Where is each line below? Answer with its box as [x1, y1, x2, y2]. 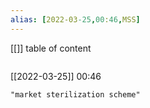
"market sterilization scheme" [10, 89, 141, 100]
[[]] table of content [10, 42, 92, 54]
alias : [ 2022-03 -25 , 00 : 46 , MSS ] [10, 14, 141, 25]
